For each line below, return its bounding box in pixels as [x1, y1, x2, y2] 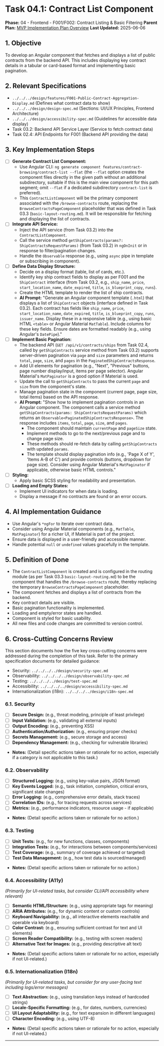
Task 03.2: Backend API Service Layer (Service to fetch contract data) [12, 126, 153, 132]
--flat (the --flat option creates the [70, 169, 144, 175]
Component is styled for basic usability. [12, 616, 92, 621]
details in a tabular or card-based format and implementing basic [5, 62, 136, 68]
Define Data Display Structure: [12, 263, 76, 269]
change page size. [26, 435, 64, 441]
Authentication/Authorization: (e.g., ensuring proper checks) [12, 728, 138, 734]
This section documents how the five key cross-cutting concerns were [5, 648, 147, 654]
